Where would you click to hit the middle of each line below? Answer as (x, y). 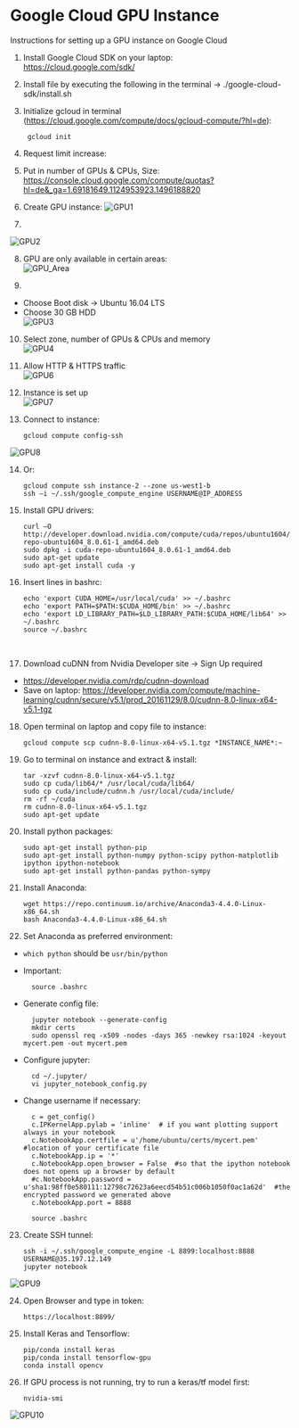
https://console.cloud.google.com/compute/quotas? (118, 180)
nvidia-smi (43, 1398)
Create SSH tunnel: (58, 1234)
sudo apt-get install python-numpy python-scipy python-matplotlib (150, 855)
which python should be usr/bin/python (95, 953)
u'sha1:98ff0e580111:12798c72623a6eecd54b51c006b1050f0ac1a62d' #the (157, 1187)
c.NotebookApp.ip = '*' (75, 1156)
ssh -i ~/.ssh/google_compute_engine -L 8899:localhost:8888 (139, 1251)
